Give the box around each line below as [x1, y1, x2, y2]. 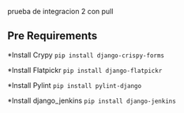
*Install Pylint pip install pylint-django [7, 80, 142, 89]
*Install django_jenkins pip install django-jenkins [7, 96, 177, 105]
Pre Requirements [7, 29, 98, 42]
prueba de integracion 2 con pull [7, 7, 114, 16]
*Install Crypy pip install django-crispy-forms [7, 50, 165, 60]
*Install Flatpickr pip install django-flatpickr [7, 65, 163, 75]
